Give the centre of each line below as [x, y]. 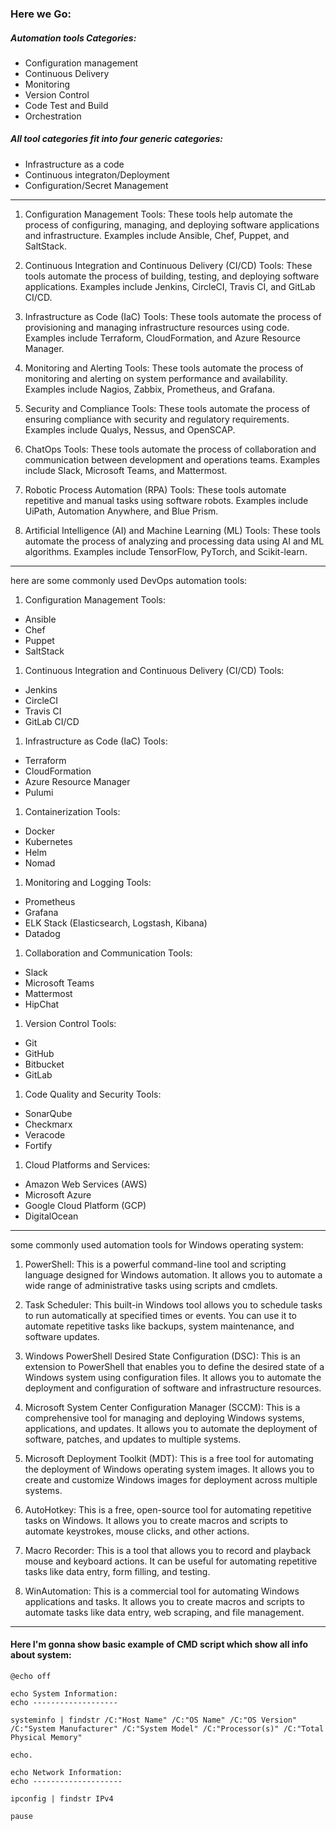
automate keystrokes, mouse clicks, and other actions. [137, 1531]
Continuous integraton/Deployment [97, 174]
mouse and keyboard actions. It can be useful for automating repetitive [171, 1561]
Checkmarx [48, 1124]
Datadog [42, 933]
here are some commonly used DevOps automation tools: [129, 580]
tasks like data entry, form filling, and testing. [117, 1571]
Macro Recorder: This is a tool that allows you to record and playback [168, 1550]
